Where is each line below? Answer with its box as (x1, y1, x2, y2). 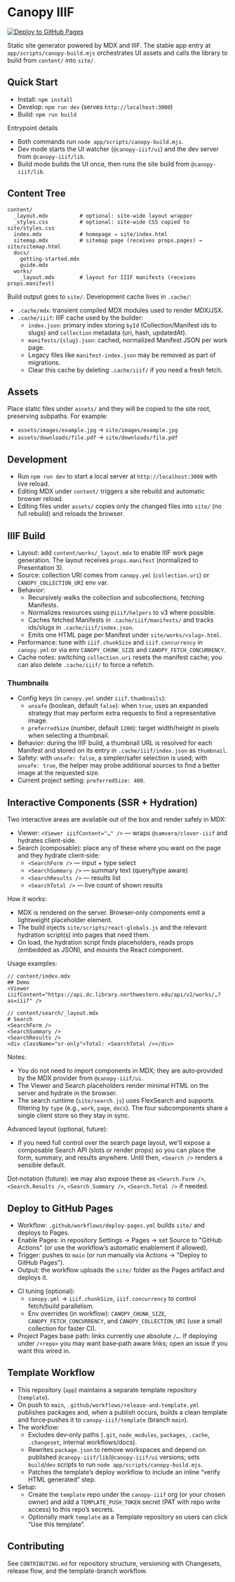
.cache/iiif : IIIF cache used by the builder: (17, 313, 144, 322)
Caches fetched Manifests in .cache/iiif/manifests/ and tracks (27, 616, 214, 624)
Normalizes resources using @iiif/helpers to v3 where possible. (27, 609, 216, 616)
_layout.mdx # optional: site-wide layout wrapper (13, 212, 193, 219)
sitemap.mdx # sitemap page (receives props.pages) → (13, 237, 202, 244)
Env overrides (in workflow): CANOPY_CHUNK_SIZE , (27, 1309, 167, 1318)
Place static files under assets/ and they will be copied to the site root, (7, 405, 212, 413)
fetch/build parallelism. (27, 1302, 95, 1310)
